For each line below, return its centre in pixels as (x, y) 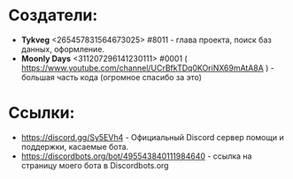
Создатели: (53, 15)
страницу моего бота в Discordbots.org (95, 165)
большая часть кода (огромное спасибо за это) (112, 77)
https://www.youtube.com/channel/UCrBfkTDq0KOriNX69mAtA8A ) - (148, 68)
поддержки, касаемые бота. (75, 146)
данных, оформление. (63, 48)
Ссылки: (42, 113)
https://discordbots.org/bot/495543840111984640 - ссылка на (136, 156)
